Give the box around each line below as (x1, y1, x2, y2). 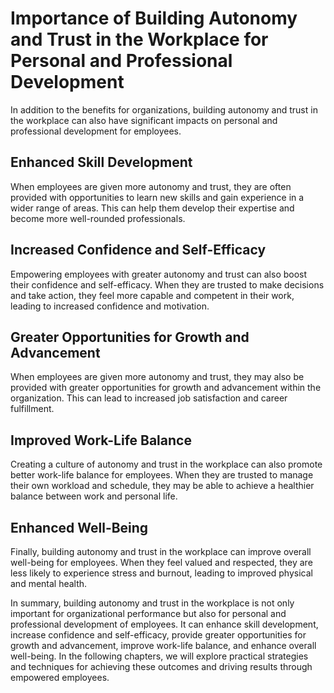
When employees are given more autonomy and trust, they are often (10, 180, 292, 192)
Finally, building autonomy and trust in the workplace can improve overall (10, 546, 312, 557)
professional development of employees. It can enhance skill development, (10, 618, 319, 630)
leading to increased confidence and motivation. (10, 300, 210, 312)
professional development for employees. (10, 125, 182, 137)
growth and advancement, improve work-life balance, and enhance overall (10, 640, 317, 651)
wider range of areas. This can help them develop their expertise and (10, 202, 295, 214)
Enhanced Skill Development (10, 154, 193, 171)
